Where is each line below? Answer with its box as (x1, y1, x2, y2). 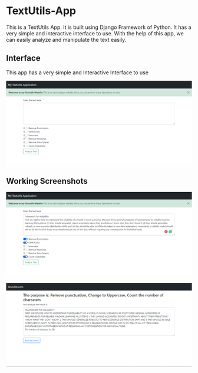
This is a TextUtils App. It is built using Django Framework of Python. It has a (6, 24, 192, 31)
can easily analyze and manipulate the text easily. (6, 36, 127, 43)
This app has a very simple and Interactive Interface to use (6, 69, 149, 76)
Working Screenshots (6, 176, 88, 186)
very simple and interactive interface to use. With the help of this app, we (6, 29, 184, 37)
